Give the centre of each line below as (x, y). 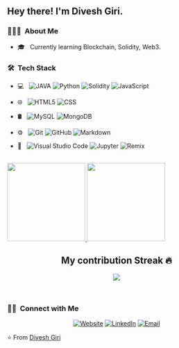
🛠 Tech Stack (32, 67)
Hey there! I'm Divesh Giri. (65, 11)
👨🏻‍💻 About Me (33, 31)
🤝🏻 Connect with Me (43, 308)
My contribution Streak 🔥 (117, 261)
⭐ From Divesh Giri (34, 338)
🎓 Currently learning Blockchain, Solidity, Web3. (89, 47)
